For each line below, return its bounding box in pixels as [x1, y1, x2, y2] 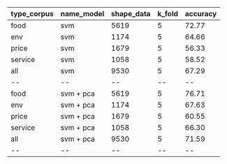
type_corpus [10, 9, 54, 18]
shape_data [110, 9, 151, 18]
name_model [60, 9, 105, 18]
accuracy [184, 9, 217, 18]
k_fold [156, 9, 179, 18]
